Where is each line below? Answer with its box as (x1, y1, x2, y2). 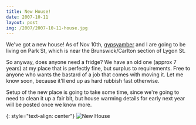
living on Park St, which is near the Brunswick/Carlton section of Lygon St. (6, 48, 186, 55)
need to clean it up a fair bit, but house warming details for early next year (6, 95, 185, 102)
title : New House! (6, 8, 51, 15)
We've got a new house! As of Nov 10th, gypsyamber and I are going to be (6, 41, 186, 48)
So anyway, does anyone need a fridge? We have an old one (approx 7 (6, 59, 177, 66)
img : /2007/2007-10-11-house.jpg (6, 25, 88, 31)
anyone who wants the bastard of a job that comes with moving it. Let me (6, 71, 184, 78)
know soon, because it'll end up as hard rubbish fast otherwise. (6, 77, 160, 85)
